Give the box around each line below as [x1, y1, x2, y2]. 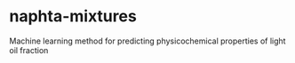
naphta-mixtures [9, 6, 138, 27]
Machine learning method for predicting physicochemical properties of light [9, 35, 286, 46]
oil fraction [9, 44, 49, 55]
